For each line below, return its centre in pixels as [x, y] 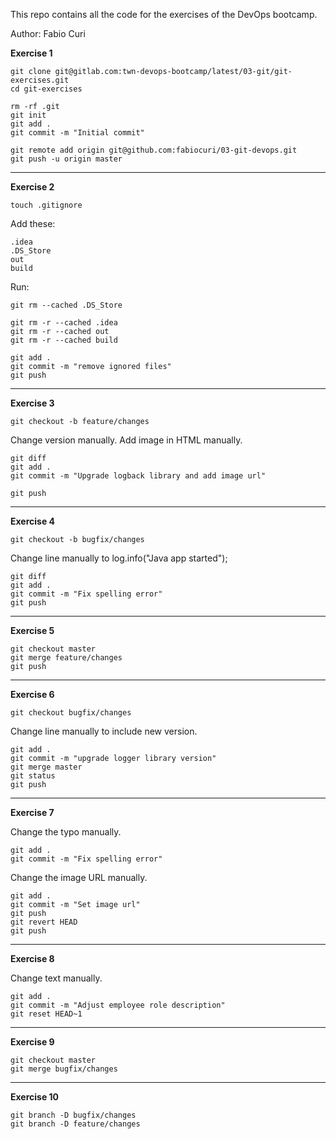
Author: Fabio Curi [48, 33]
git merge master [46, 767]
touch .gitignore [46, 205]
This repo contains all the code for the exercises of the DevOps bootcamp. [164, 14]
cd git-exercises [46, 89]
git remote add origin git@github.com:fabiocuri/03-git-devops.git [154, 150]
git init [28, 115]
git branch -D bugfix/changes [73, 1115]
